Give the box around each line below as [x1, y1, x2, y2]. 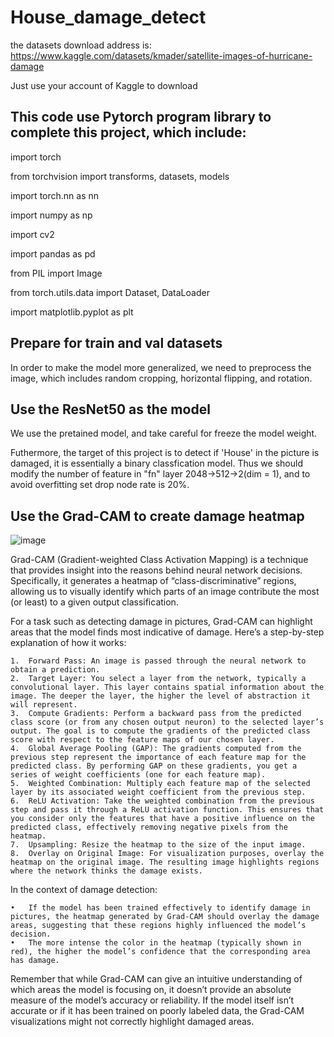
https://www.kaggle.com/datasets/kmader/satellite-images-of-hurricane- [10, 49, 313, 61]
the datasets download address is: [10, 39, 152, 51]
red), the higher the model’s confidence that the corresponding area [10, 947, 311, 957]
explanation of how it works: [10, 637, 127, 649]
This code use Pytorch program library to [10, 109, 272, 126]
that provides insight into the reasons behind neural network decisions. [10, 564, 303, 576]
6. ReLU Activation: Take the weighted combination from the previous [10, 796, 315, 806]
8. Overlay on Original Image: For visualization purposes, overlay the [10, 849, 325, 859]
